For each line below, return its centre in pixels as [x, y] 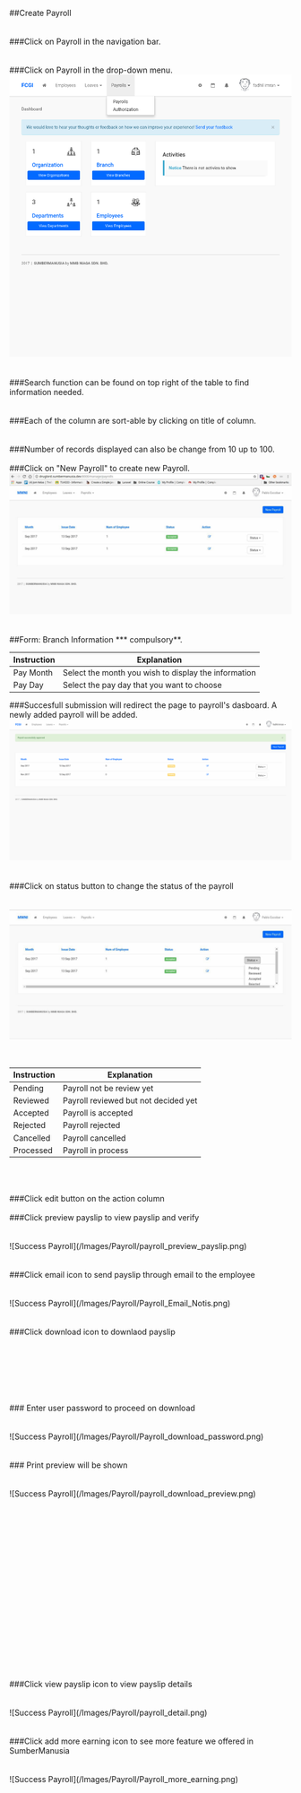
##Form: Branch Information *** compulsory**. [96, 639]
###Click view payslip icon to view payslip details [101, 1685]
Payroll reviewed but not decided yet [130, 1100]
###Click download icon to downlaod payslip [93, 1332]
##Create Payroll [40, 13]
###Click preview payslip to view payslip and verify [104, 1218]
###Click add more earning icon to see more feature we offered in [131, 1741]
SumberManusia [39, 1751]
